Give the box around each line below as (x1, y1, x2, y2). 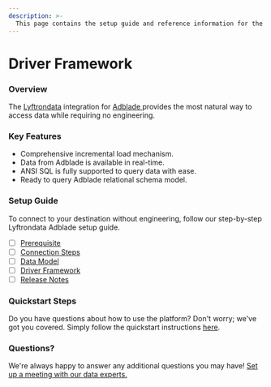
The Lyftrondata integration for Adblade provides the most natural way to (8, 101, 252, 111)
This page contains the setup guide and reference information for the (15, 19, 264, 28)
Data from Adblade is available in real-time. (19, 157, 165, 167)
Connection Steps (19, 247, 81, 256)
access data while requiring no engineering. (8, 110, 156, 120)
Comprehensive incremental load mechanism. (19, 149, 174, 159)
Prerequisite (19, 238, 61, 247)
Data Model (19, 256, 59, 266)
